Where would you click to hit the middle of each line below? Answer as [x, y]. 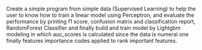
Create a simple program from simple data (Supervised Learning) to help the [101, 9]
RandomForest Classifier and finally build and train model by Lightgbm [93, 28]
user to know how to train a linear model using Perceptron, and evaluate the [100, 15]
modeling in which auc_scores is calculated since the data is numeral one [97, 34]
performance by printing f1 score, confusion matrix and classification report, [101, 21]
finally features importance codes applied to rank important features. [92, 41]
